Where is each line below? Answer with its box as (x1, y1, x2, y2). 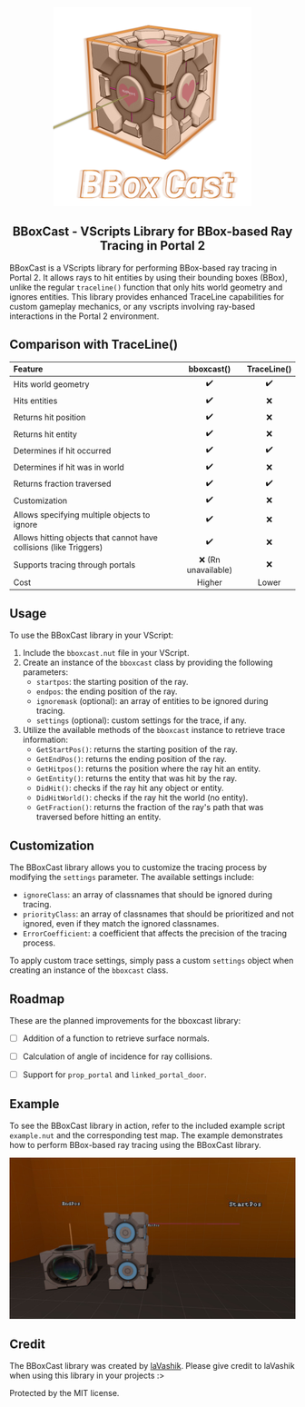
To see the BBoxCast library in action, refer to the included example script (9, 1120, 286, 1132)
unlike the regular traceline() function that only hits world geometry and (9, 282, 283, 292)
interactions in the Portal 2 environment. (9, 311, 160, 322)
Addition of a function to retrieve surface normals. (22, 1033, 211, 1044)
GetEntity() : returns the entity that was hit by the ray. (35, 773, 238, 784)
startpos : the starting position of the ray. (35, 677, 189, 688)
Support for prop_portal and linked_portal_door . (22, 1069, 207, 1080)
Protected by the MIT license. (9, 1388, 120, 1399)
